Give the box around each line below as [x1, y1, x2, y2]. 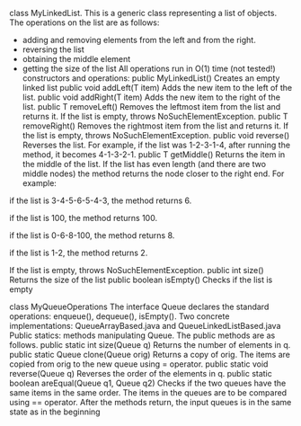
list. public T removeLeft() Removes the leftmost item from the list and [22, 102, 281, 111]
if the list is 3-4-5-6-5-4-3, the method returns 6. [9, 195, 192, 206]
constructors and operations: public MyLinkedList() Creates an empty [22, 73, 280, 84]
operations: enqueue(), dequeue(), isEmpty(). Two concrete [9, 311, 230, 322]
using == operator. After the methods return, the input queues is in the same [9, 397, 292, 407]
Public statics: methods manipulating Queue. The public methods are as [9, 330, 276, 341]
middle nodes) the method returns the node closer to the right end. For [22, 168, 285, 179]
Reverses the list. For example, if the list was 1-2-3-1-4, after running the [22, 139, 290, 150]
